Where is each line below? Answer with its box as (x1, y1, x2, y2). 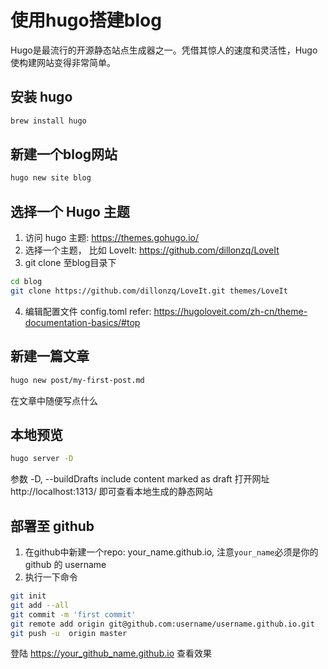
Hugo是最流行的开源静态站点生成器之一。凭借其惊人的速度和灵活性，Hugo (10, 44, 318, 56)
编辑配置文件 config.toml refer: (24, 305, 152, 317)
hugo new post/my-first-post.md (10, 375, 145, 385)
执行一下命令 (24, 571, 78, 583)
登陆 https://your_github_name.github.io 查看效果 (10, 647, 212, 660)
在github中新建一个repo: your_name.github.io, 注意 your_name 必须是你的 (24, 546, 319, 558)
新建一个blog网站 (10, 146, 118, 163)
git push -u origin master (10, 628, 128, 638)
